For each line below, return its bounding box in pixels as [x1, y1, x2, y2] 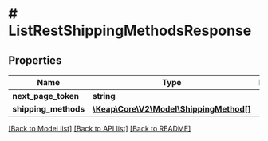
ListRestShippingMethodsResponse [8, 22, 252, 40]
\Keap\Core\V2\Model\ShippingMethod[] [92, 104, 251, 114]
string [92, 91, 116, 101]
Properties [8, 53, 62, 67]
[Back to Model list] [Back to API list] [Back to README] [8, 124, 191, 133]
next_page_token [12, 91, 80, 101]
